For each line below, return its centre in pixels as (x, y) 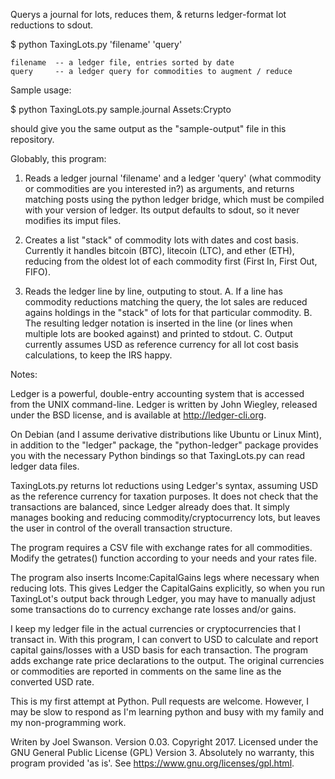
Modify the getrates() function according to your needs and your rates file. (163, 558)
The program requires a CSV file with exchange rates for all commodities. (161, 547)
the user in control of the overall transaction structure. (121, 528)
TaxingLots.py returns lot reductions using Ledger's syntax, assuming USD (164, 485)
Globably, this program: (58, 158)
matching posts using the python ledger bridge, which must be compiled (174, 199)
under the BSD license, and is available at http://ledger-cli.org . (138, 415)
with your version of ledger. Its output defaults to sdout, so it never (162, 210)
